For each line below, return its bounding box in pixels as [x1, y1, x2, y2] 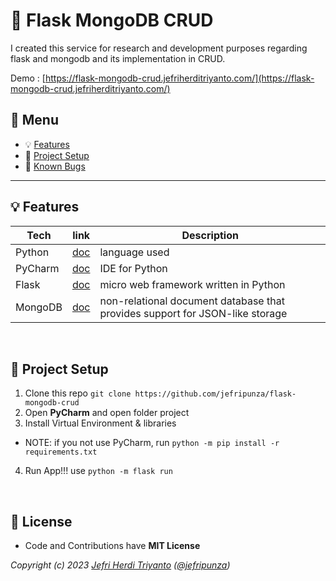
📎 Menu [10, 112, 59, 129]
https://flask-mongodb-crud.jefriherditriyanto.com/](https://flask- [44, 72, 315, 84]
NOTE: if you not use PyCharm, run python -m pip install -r [24, 437, 280, 449]
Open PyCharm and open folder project [24, 407, 190, 419]
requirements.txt [24, 447, 98, 458]
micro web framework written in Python [99, 277, 286, 291]
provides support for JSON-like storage [99, 306, 288, 320]
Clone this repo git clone [24, 387, 132, 399]
